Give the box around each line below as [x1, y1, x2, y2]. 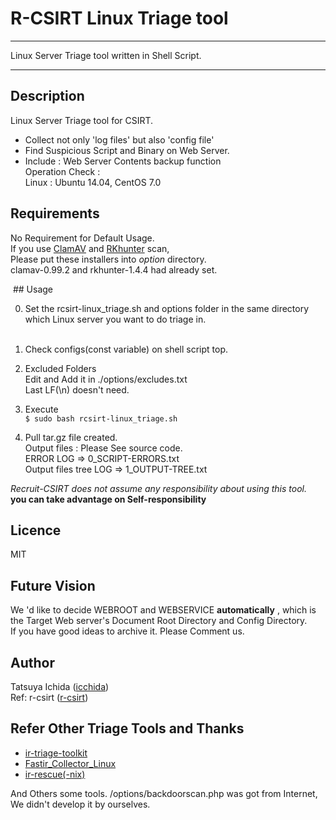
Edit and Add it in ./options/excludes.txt [24, 373, 188, 385]
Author [10, 654, 55, 671]
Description [10, 88, 85, 105]
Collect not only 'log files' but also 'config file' [24, 133, 215, 146]
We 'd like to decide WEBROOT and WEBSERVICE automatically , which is [10, 604, 317, 616]
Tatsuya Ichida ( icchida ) [10, 681, 110, 692]
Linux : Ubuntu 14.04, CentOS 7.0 [24, 176, 162, 188]
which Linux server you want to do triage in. [24, 313, 207, 325]
